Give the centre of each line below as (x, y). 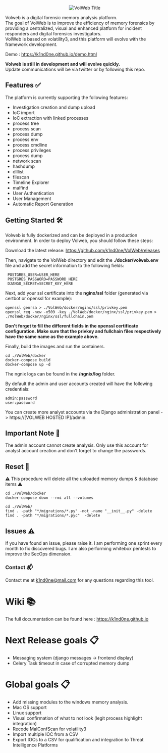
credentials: (17, 389)
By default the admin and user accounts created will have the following (79, 384)
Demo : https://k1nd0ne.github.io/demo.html (51, 54)
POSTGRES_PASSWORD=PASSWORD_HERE (43, 279)
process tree (26, 123)
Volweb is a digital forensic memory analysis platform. (61, 17)
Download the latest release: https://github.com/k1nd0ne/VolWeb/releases (83, 250)
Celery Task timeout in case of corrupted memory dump (71, 663)
